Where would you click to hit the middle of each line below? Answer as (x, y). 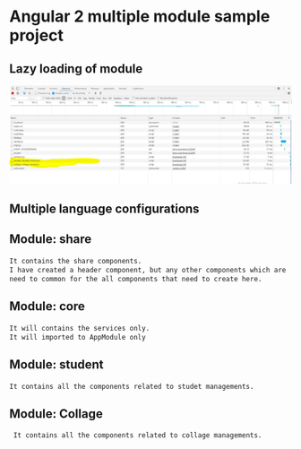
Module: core (47, 307)
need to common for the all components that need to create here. (136, 279)
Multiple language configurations (104, 209)
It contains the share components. (76, 261)
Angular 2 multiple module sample (140, 17)
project (37, 35)
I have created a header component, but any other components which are (148, 270)
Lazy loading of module (76, 69)
